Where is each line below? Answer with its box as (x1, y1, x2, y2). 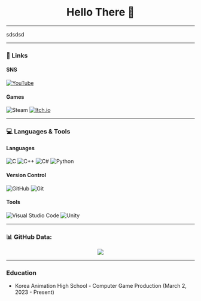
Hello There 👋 (66, 5, 135, 19)
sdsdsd (6, 31, 25, 38)
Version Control (6, 171, 47, 178)
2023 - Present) (14, 288, 55, 296)
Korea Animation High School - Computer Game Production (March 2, (14, 282, 187, 290)
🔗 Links (6, 51, 28, 59)
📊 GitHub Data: (6, 233, 52, 241)
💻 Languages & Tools (6, 127, 71, 136)
